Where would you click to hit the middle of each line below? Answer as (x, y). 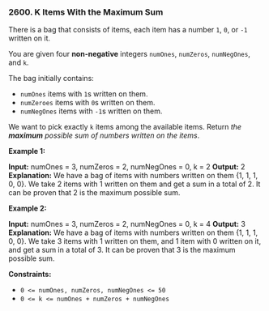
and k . (19, 62)
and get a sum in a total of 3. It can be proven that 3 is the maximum (122, 250)
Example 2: (28, 208)
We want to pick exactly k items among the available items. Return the (125, 127)
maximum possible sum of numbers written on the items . (104, 135)
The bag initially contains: (51, 79)
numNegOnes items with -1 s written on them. (91, 111)
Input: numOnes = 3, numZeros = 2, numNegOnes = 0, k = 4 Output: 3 (127, 224)
